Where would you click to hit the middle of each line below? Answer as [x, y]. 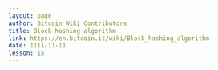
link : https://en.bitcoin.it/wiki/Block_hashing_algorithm [109, 38]
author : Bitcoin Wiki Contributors [68, 23]
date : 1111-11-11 [37, 46]
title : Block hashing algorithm [62, 31]
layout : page [30, 16]
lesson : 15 [26, 53]
